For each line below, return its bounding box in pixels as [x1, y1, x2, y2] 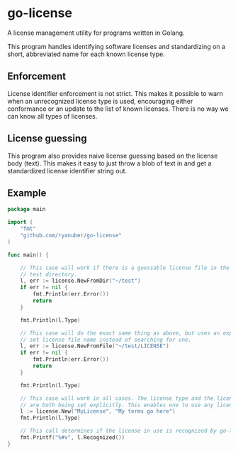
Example [7, 187, 47, 199]
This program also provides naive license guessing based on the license [7, 151, 218, 160]
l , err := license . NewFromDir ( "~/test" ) [20, 277, 141, 285]
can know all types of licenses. [7, 112, 98, 120]
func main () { [7, 251, 50, 259]
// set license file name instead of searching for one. [20, 336, 192, 343]
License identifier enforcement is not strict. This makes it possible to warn [7, 89, 223, 97]
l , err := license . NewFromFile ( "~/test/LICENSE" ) [20, 342, 170, 350]
